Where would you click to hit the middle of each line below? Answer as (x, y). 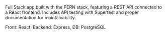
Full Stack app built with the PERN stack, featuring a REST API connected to (84, 7)
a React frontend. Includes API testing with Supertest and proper (72, 12)
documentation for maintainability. (41, 17)
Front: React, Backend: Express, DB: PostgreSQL (56, 27)
